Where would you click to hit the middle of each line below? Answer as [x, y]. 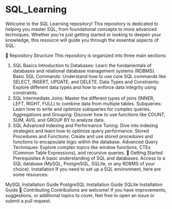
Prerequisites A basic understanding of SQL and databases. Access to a [89, 158]
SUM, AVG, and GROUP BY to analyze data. [59, 120]
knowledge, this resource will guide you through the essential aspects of [82, 40]
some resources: [31, 174]
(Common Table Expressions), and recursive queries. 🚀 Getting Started [88, 153]
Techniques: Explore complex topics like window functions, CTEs [82, 147]
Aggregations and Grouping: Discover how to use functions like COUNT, [89, 115]
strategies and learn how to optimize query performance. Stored [81, 131]
